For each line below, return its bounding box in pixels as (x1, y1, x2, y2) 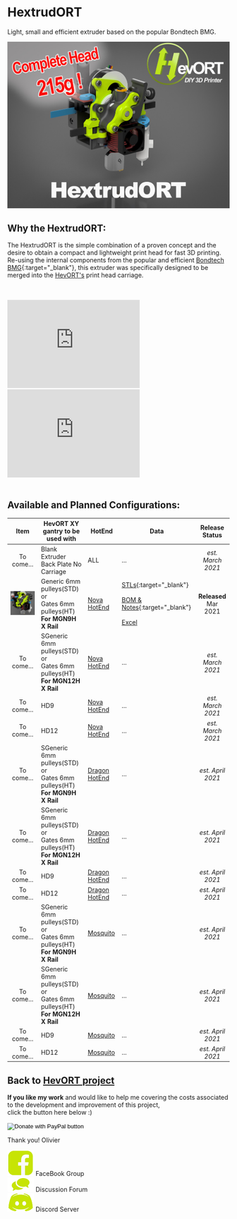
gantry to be (42, 527, 80, 536)
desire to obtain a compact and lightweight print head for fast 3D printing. (7, 248, 221, 257)
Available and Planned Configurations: (7, 498, 181, 511)
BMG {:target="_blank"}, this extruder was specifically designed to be (7, 264, 209, 272)
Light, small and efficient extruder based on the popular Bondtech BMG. (7, 27, 217, 36)
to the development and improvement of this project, (7, 1101, 160, 1109)
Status (202, 530, 222, 539)
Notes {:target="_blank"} (121, 604, 192, 612)
